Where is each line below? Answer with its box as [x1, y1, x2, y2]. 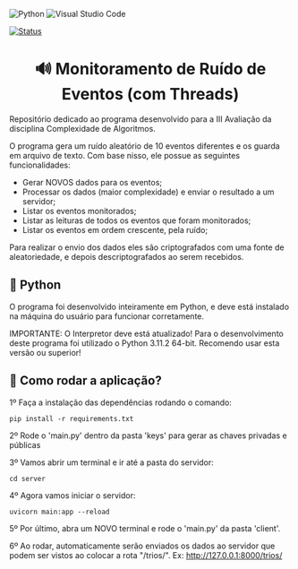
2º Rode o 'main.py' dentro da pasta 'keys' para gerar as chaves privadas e [9, 430, 288, 441]
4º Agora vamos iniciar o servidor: [9, 489, 136, 501]
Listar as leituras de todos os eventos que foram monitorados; [21, 215, 251, 226]
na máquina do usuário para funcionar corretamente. [9, 310, 204, 322]
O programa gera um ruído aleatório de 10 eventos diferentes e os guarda [9, 140, 280, 151]
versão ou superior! [9, 347, 82, 358]
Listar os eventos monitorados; [21, 205, 137, 216]
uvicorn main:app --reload [9, 507, 110, 516]
